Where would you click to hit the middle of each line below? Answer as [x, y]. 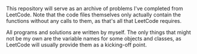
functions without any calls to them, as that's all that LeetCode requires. [94, 21]
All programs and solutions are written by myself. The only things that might [99, 32]
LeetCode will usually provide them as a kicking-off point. [77, 45]
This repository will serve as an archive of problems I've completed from [95, 9]
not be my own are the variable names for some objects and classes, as [94, 38]
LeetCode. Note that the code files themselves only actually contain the [93, 15]
